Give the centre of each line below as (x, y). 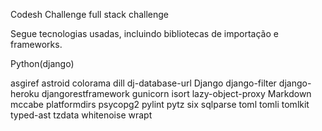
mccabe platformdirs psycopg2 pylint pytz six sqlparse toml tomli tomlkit (160, 104)
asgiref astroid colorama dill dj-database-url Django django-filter (143, 83)
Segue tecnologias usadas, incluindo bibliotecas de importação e (144, 33)
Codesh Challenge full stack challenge (90, 14)
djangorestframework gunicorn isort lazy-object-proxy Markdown (176, 93)
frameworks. (36, 44)
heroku (25, 93)
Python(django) (42, 63)
